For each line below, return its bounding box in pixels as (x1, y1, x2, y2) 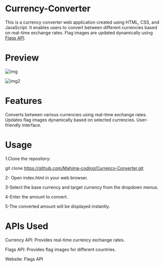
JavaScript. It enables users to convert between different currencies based (5, 24, 158, 30)
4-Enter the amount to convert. (5, 194, 68, 200)
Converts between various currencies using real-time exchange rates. (5, 111, 147, 117)
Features (5, 96, 42, 106)
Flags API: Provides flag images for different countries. (5, 246, 116, 252)
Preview (5, 52, 39, 64)
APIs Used (5, 220, 48, 232)
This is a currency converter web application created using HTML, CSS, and (5, 19, 160, 25)
